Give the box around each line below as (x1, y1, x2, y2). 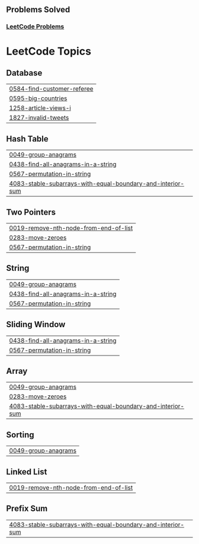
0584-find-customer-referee (9, 85, 94, 93)
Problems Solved (6, 5, 70, 15)
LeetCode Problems (6, 23, 65, 31)
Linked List (6, 466, 47, 476)
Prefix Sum (6, 504, 48, 514)
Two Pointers (6, 207, 56, 217)
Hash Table (6, 133, 49, 144)
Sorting (6, 430, 34, 440)
